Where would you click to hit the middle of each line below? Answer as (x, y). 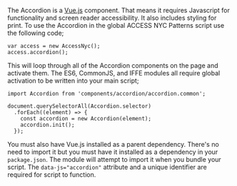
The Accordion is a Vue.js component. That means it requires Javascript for (118, 10)
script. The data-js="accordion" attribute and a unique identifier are (107, 167)
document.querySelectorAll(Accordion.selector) (80, 106)
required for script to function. (52, 175)
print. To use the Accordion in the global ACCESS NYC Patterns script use (116, 25)
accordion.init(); (47, 125)
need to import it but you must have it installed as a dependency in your (113, 152)
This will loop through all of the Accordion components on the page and (113, 66)
